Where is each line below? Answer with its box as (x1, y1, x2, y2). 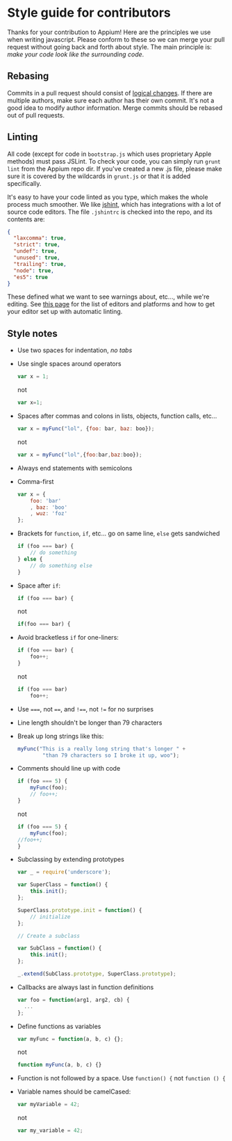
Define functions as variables (17, 1022, 101, 1030)
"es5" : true (13, 274, 49, 281)
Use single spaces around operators (17, 360, 122, 368)
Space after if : (17, 581, 61, 590)
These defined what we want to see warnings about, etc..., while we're (7, 292, 210, 301)
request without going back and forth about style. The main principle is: (7, 42, 212, 51)
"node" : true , (13, 267, 54, 274)
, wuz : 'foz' (30, 510, 68, 517)
